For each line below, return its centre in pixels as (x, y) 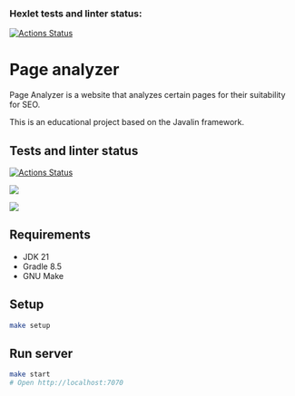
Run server (41, 353)
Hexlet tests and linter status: (76, 14)
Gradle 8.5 (42, 266)
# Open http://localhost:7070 (67, 383)
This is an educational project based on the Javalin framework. (127, 122)
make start (30, 374)
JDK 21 (36, 256)
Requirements (50, 235)
